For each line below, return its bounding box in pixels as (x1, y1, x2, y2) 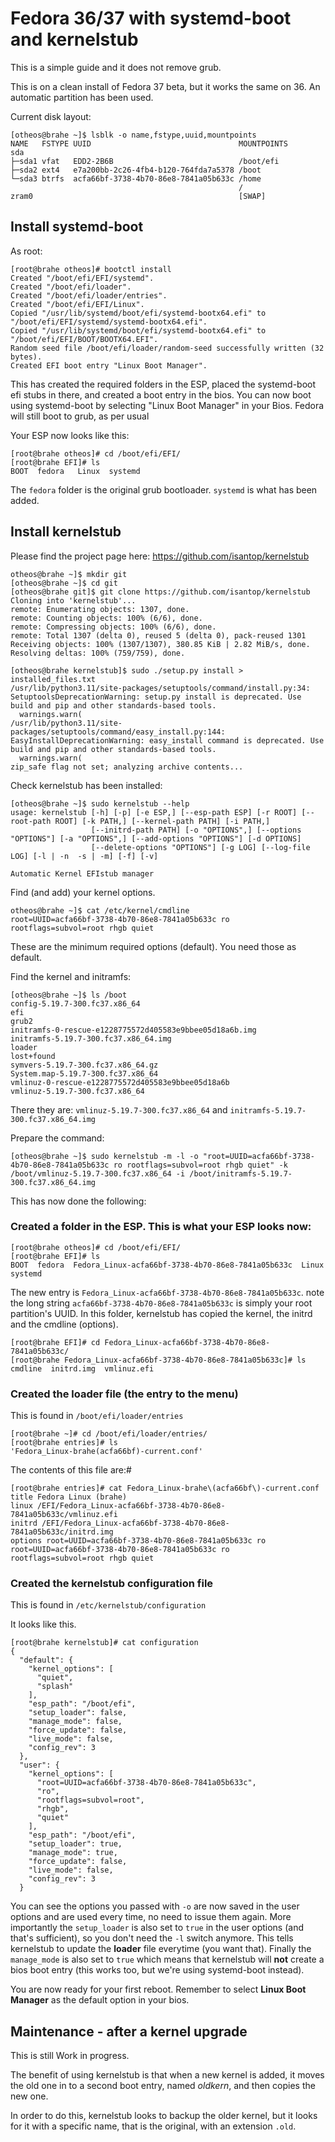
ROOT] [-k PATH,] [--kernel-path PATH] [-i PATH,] (54, 816, 271, 826)
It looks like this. (10, 1618, 77, 1631)
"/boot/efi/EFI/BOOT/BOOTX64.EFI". (10, 334, 159, 344)
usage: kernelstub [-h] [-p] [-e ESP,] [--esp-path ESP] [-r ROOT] (10, 807, 298, 817)
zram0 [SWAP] (10, 191, 267, 201)
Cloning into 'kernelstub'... (10, 595, 137, 606)
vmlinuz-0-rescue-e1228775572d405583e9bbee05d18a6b (10, 1077, 230, 1087)
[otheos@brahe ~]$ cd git (10, 578, 118, 588)
